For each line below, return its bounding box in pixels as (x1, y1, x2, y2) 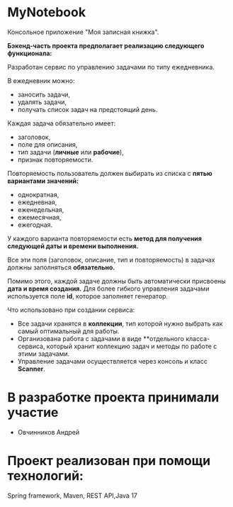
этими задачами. (17, 349, 70, 358)
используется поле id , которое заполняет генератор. (7, 291, 169, 300)
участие (7, 405, 59, 420)
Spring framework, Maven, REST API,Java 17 (7, 491, 138, 500)
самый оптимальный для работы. (17, 327, 120, 335)
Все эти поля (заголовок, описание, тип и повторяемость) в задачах (7, 255, 215, 264)
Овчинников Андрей (17, 428, 80, 436)
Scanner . (17, 364, 45, 373)
